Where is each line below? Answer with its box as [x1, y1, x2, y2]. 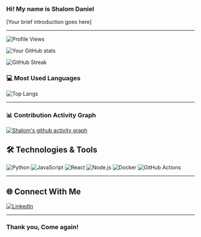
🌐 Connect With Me [6, 187, 81, 197]
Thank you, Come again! [6, 223, 79, 232]
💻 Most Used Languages [6, 74, 81, 83]
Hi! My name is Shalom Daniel [6, 5, 95, 13]
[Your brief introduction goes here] [6, 19, 92, 26]
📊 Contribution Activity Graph [6, 111, 96, 119]
